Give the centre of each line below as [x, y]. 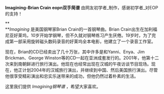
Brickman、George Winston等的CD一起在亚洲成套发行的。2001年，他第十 [80, 58]
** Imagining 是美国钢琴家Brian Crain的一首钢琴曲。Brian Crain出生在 [75, 29]
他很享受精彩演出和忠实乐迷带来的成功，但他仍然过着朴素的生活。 [72, 76]
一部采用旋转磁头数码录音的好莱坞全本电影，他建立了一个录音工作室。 [84, 41]
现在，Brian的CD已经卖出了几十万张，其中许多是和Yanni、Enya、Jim [75, 52]
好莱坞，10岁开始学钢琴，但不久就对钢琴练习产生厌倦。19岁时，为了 [82, 35]
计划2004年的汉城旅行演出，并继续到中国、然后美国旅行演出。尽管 [90, 70]
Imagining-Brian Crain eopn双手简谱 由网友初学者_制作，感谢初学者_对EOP [82, 8]
